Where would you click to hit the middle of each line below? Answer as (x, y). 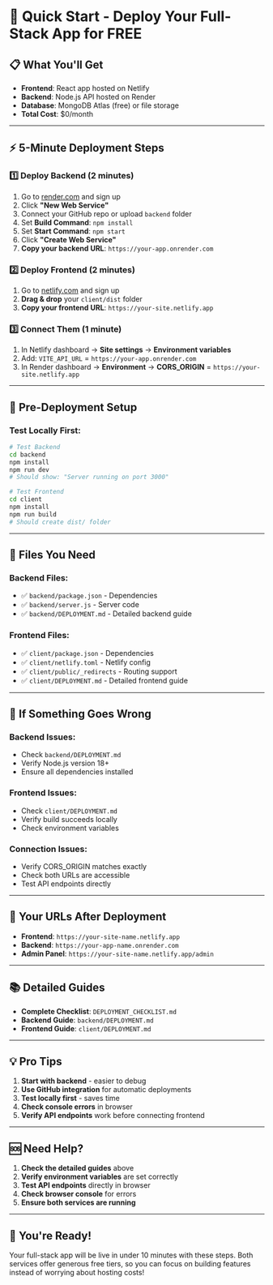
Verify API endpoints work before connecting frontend (113, 1116)
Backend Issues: (43, 737)
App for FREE (97, 34)
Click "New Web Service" (65, 205)
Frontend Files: (39, 636)
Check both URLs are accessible (75, 875)
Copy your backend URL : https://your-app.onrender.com (117, 248)
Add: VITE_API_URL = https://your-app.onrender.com (109, 358)
